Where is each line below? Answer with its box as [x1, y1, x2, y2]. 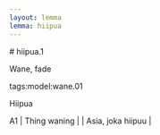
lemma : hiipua [9, 21, 63, 30]
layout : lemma [9, 13, 63, 22]
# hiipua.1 [9, 46, 45, 56]
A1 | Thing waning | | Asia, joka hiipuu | [9, 115, 152, 126]
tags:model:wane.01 [9, 80, 83, 91]
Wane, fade [9, 63, 52, 74]
